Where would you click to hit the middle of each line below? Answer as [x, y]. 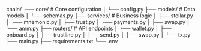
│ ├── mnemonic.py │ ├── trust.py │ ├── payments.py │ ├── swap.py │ [98, 22]
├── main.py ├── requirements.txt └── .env [62, 41]
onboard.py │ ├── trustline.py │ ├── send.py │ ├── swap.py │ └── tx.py [98, 35]
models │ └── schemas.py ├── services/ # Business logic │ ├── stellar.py [100, 16]
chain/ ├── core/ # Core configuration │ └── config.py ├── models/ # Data [101, 9]
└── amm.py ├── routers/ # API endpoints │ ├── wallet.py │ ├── [89, 28]
